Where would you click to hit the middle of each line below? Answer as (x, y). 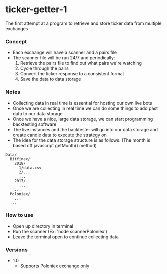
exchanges (17, 28)
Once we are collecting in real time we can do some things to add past (85, 108)
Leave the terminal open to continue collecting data (65, 237)
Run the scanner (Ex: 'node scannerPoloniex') (60, 231)
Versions (16, 250)
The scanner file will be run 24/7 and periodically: (64, 58)
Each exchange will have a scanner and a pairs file (64, 52)
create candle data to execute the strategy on (59, 135)
